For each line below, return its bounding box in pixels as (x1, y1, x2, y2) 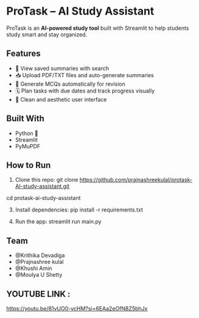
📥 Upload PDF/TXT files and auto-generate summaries (15, 71, 154, 78)
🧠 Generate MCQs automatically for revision (15, 80, 126, 88)
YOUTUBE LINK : (6, 289, 71, 299)
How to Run (6, 160, 51, 170)
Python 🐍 (15, 130, 38, 137)
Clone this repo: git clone (15, 176, 79, 184)
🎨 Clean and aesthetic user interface (15, 95, 107, 103)
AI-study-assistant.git (15, 182, 70, 190)
